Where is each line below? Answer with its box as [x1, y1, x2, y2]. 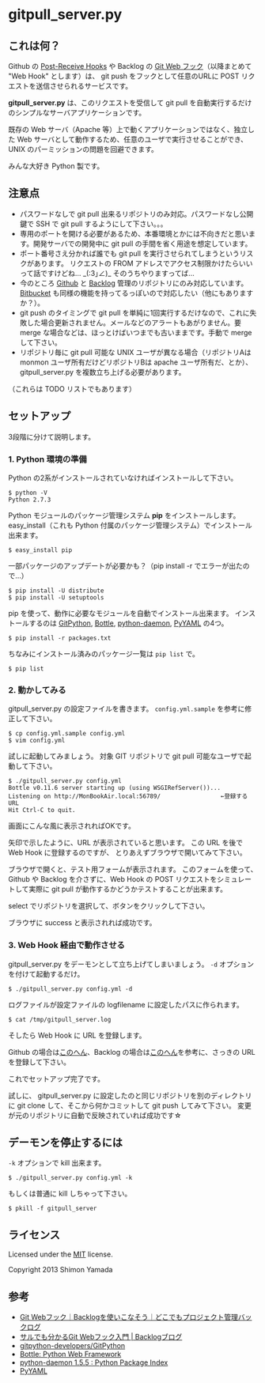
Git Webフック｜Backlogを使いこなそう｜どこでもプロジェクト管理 [19, 1312, 239, 1321]
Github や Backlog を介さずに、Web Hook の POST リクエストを [8, 875, 218, 884]
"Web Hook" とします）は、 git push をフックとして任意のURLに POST [8, 71, 240, 81]
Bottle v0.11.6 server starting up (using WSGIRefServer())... [8, 784, 221, 792]
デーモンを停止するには [8, 1135, 123, 1149]
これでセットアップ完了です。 [8, 1074, 105, 1083]
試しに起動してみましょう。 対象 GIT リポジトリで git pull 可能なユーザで [8, 751, 245, 761]
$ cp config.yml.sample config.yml [8, 730, 126, 738]
